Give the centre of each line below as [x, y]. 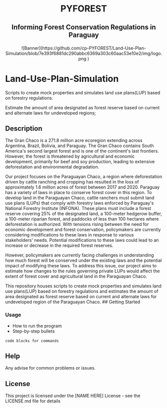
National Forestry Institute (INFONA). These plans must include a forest [78, 208]
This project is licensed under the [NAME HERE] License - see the [73, 396]
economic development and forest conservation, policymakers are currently [83, 229]
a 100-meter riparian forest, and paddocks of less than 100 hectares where [82, 219]
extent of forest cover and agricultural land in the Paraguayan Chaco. [76, 276]
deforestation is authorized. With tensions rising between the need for [77, 224]
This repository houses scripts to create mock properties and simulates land [83, 286]
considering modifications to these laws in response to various [70, 235]
